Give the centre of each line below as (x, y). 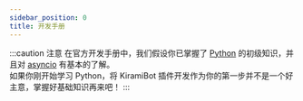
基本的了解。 (91, 64)
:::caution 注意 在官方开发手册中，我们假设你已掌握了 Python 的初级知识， (148, 53)
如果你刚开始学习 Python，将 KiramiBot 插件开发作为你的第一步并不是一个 (147, 75)
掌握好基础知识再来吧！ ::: (82, 87)
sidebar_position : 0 (49, 18)
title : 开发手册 (37, 26)
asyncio (42, 64)
